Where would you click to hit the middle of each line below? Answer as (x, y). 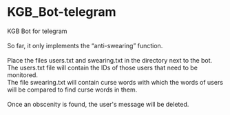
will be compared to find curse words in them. (72, 90)
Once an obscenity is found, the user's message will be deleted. (98, 104)
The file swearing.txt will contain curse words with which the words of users (115, 82)
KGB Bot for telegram (37, 31)
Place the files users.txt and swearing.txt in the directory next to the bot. (110, 60)
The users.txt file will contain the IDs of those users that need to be (103, 67)
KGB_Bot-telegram (62, 12)
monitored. (22, 75)
